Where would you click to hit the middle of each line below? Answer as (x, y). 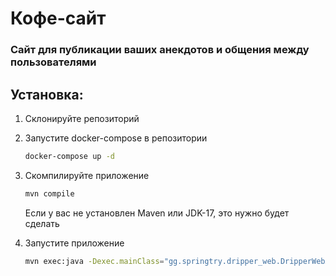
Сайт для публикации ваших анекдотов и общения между (160, 50)
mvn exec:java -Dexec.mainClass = (94, 261)
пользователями (53, 62)
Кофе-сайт (58, 18)
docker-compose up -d (69, 156)
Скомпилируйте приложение (87, 175)
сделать (42, 223)
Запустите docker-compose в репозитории (116, 138)
